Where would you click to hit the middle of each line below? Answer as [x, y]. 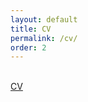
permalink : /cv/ [44, 38]
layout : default [44, 19]
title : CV [31, 29]
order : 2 [28, 47]
